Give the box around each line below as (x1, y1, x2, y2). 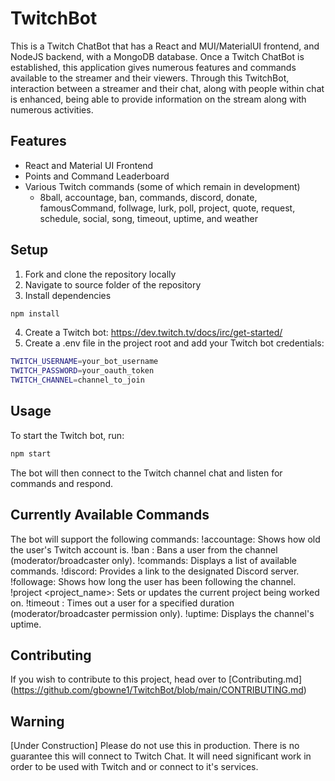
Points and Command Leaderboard (24, 170, 170, 182)
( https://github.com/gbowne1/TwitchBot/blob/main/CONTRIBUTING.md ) (10, 684, 307, 696)
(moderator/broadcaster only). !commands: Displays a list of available (10, 554, 297, 566)
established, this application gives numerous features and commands (10, 61, 297, 73)
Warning (10, 713, 65, 730)
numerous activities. (10, 103, 94, 116)
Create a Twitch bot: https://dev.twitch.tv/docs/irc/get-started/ (24, 327, 283, 339)
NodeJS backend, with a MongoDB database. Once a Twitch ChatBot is (10, 50, 305, 62)
